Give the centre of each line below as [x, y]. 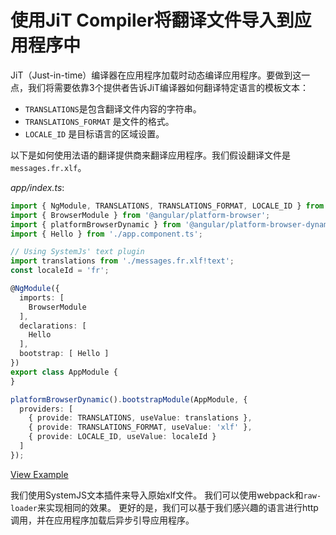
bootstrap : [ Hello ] [64, 354]
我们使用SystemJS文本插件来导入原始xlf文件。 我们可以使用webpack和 [157, 495]
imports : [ [42, 297]
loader [24, 508]
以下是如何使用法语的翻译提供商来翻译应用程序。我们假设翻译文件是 [150, 155]
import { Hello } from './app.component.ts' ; [106, 234]
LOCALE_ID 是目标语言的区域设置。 [94, 133]
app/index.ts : [37, 187]
